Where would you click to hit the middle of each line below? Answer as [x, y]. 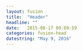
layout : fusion [25, 11]
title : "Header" [27, 17]
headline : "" [22, 22]
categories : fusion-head [36, 33]
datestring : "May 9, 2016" [39, 39]
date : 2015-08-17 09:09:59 [41, 28]
